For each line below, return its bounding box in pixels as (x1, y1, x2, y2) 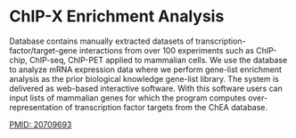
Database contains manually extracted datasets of (9, 36, 194, 46)
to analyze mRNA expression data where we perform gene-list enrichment (9, 64, 283, 75)
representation (9, 101, 63, 112)
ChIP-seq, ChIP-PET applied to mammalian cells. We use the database (29, 54, 288, 65)
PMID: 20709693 (9, 118, 72, 130)
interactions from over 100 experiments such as (78, 45, 254, 55)
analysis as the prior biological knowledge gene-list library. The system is (9, 73, 279, 84)
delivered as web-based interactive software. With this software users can (9, 83, 283, 93)
